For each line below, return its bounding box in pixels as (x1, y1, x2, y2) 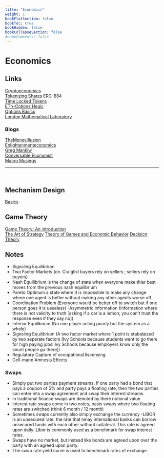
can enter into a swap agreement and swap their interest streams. (12, 390, 145, 396)
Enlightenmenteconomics (5, 142, 56, 148)
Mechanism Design (5, 186, 65, 194)
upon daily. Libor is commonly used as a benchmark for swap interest (12, 427, 152, 433)
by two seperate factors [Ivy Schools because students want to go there (12, 336, 158, 342)
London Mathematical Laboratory (5, 113, 72, 120)
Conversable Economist (5, 152, 53, 159)
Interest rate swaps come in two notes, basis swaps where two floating (12, 401, 155, 407)
